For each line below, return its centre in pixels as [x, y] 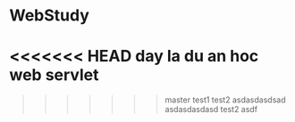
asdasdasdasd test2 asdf [211, 110]
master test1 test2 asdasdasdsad [225, 100]
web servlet [54, 75]
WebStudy [49, 16]
